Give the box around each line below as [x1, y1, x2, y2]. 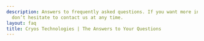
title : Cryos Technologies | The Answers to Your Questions [6, 25, 162, 32]
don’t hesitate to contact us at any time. [12, 14, 123, 20]
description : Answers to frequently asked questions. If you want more [6, 8, 191, 15]
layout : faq [6, 20, 36, 26]
